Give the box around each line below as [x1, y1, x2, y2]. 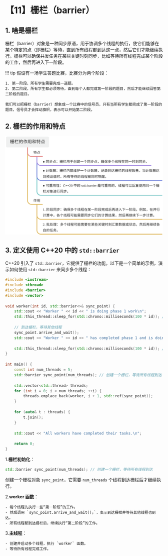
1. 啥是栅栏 [5, 26, 38, 35]
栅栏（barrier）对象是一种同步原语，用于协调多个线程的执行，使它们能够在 [5, 41, 159, 46]
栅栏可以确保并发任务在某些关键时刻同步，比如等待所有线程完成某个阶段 [13, 53, 163, 59]
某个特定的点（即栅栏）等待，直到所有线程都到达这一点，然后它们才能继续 [5, 47, 158, 53]
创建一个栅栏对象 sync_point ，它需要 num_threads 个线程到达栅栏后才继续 [5, 477, 157, 483]
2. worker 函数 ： [5, 493, 38, 500]
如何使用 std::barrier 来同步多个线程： [9, 267, 91, 273]
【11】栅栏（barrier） [5, 5, 95, 16]
